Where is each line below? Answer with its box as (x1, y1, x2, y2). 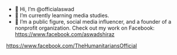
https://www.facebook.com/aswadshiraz (14, 31, 115, 38)
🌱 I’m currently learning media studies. (14, 12, 109, 19)
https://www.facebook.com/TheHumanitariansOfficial (6, 42, 137, 49)
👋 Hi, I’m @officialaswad (14, 6, 74, 12)
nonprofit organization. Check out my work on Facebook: (14, 24, 155, 31)
